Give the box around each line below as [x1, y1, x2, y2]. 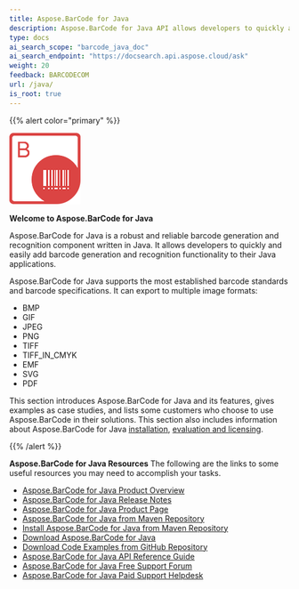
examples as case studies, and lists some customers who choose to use [9, 405, 274, 416]
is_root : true [9, 89, 62, 98]
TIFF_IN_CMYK [21, 350, 77, 360]
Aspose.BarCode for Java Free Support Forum [21, 561, 193, 571]
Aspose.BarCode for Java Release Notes [21, 494, 172, 504]
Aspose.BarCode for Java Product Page [21, 504, 169, 514]
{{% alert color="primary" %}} [9, 115, 121, 125]
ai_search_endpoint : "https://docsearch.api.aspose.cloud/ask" [9, 52, 249, 61]
